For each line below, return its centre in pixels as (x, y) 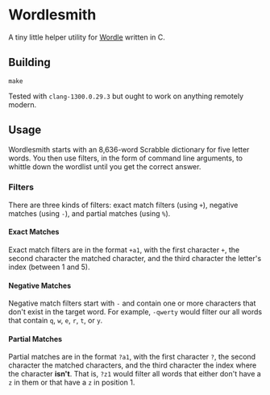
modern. (23, 104)
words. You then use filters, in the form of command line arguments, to (126, 158)
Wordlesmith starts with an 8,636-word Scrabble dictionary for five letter (129, 149)
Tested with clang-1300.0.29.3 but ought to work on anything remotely (126, 96)
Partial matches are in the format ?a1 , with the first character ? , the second (132, 357)
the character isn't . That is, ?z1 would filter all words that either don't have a (135, 374)
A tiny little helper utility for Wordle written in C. (87, 37)
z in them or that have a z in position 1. (72, 383)
